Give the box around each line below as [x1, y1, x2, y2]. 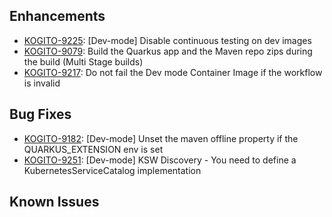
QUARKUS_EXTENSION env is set [23, 143, 164, 155]
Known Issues [9, 194, 100, 211]
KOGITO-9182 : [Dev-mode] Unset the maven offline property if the [23, 132, 299, 144]
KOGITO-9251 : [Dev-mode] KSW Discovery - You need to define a [23, 154, 297, 166]
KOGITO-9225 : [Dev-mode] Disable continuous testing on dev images [23, 34, 312, 46]
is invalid [23, 77, 61, 89]
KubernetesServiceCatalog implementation [23, 164, 202, 176]
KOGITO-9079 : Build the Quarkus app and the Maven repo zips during [23, 45, 313, 57]
